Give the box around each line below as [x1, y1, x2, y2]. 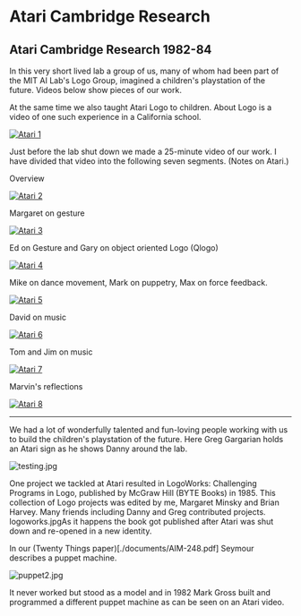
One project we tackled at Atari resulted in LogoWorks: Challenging [9, 478, 257, 489]
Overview [9, 173, 45, 184]
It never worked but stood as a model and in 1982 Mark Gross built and [9, 587, 271, 597]
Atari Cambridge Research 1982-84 [9, 42, 212, 57]
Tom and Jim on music [9, 346, 93, 357]
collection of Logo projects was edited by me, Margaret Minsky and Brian [9, 497, 279, 508]
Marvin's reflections [9, 381, 83, 391]
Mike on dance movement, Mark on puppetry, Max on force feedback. [9, 278, 268, 287]
